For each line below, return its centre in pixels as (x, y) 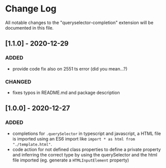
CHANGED (18, 81)
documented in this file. (29, 27)
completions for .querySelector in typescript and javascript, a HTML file (86, 133)
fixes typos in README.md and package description (66, 92)
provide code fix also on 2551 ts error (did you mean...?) (70, 68)
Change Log (31, 9)
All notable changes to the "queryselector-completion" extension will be (79, 22)
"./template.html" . (32, 144)
